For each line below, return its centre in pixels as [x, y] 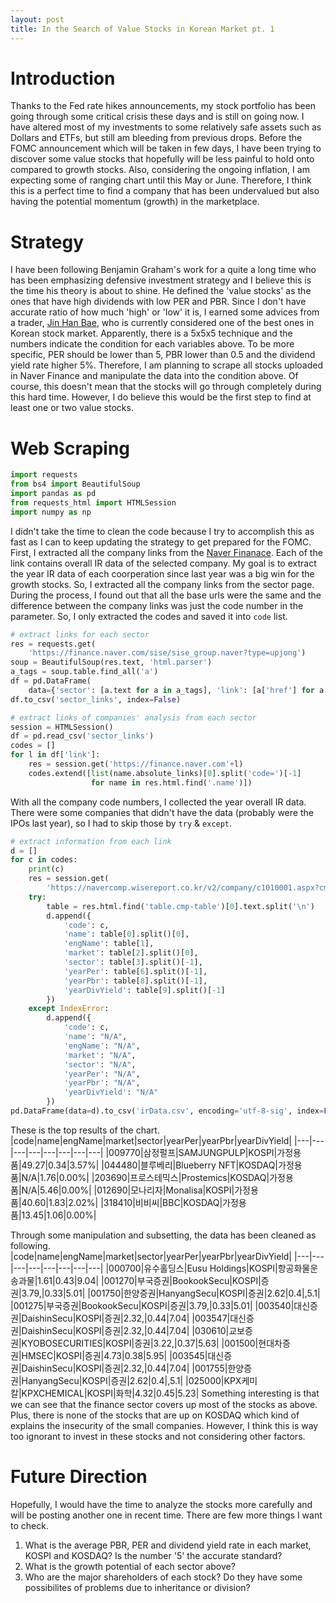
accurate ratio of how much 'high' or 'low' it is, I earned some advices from [165, 312]
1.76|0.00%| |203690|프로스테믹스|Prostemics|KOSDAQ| [154, 1177]
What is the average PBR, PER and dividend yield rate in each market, [168, 1545]
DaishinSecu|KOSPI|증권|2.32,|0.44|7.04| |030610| [125, 1330]
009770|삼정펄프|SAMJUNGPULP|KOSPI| [193, 1152]
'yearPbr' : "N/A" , [102, 1083]
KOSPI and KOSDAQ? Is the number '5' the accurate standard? [153, 1555]
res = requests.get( [53, 644]
